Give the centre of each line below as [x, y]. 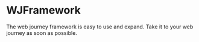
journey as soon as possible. [42, 33]
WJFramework [44, 10]
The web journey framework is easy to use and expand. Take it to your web [100, 27]
